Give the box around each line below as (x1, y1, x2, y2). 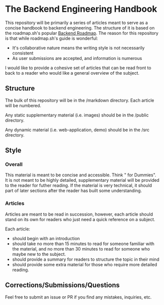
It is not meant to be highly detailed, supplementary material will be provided (5, 177, 160, 183)
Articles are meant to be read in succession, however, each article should (5, 211, 153, 217)
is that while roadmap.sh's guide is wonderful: (5, 35, 98, 41)
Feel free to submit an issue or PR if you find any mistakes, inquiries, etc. (5, 294, 152, 300)
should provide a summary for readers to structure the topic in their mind (12, 256, 160, 262)
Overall (5, 161, 23, 168)
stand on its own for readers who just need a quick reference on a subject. (5, 216, 156, 222)
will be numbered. (5, 102, 42, 109)
